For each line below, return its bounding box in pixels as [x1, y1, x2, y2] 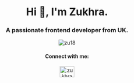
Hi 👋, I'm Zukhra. [26, 5, 108, 19]
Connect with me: [44, 53, 90, 60]
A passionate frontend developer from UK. [6, 26, 128, 34]
